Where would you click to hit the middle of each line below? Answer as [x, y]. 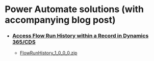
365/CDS [24, 42]
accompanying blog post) [60, 20]
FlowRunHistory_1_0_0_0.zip [48, 53]
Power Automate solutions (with [74, 9]
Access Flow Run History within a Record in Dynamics [80, 36]
